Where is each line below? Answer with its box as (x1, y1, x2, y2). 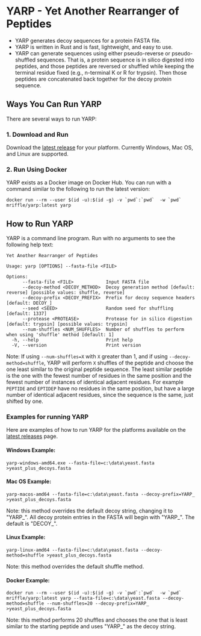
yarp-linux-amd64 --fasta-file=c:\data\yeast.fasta (6, 547, 138, 553)
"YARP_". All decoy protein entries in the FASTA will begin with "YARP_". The (6, 513, 195, 520)
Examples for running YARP (6, 413, 89, 421)
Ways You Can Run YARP (6, 99, 102, 110)
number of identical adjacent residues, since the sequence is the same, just (6, 391, 194, 399)
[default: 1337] (6, 311, 47, 317)
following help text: (6, 241, 54, 248)
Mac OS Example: (6, 478, 52, 485)
